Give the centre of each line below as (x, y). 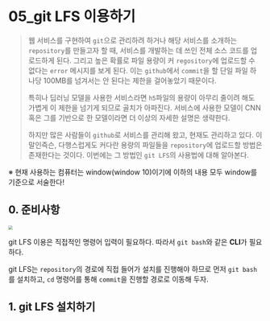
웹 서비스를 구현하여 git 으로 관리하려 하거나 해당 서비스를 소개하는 (133, 40)
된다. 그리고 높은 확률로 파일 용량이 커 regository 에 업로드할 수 (156, 60)
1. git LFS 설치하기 (52, 307)
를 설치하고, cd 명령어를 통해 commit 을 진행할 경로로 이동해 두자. (109, 279)
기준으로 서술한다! (37, 182)
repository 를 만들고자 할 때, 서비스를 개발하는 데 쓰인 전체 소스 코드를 (138, 50)
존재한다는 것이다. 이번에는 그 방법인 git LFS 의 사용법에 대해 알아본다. (139, 154)
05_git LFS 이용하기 (72, 16)
